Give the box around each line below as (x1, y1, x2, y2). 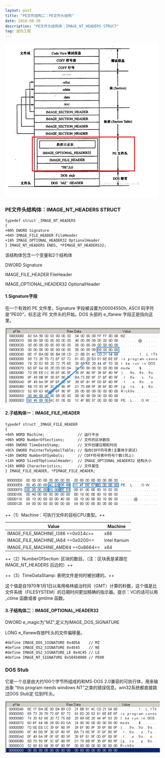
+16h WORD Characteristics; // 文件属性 (5, 464, 99, 469)
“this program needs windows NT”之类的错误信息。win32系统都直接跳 (14, 685, 157, 690)
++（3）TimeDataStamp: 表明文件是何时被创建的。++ (5, 573, 114, 578)
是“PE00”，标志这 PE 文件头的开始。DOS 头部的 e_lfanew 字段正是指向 (5, 311, 149, 317)
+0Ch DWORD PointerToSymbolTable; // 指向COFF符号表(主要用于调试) (5, 448, 138, 453)
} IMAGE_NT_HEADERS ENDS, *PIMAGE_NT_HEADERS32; (5, 243, 107, 248)
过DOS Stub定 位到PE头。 (5, 690, 57, 696)
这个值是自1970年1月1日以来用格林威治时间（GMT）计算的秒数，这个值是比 (5, 583, 157, 589)
